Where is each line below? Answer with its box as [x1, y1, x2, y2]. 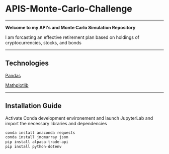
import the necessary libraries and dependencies [5, 120, 107, 126]
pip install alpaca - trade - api [5, 139, 69, 144]
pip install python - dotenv [5, 144, 62, 149]
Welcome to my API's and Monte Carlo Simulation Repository [5, 24, 136, 30]
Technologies [5, 59, 49, 68]
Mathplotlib [5, 82, 29, 88]
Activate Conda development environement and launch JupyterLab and [5, 115, 153, 121]
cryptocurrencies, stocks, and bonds [5, 39, 82, 45]
